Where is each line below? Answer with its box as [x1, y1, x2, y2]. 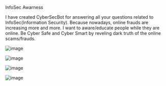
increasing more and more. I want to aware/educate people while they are [5, 25, 160, 31]
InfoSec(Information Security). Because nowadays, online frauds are [5, 20, 149, 25]
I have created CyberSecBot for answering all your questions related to [5, 14, 154, 20]
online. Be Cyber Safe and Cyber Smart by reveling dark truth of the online [5, 30, 161, 36]
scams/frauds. [5, 35, 36, 41]
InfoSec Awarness [5, 5, 44, 10]
